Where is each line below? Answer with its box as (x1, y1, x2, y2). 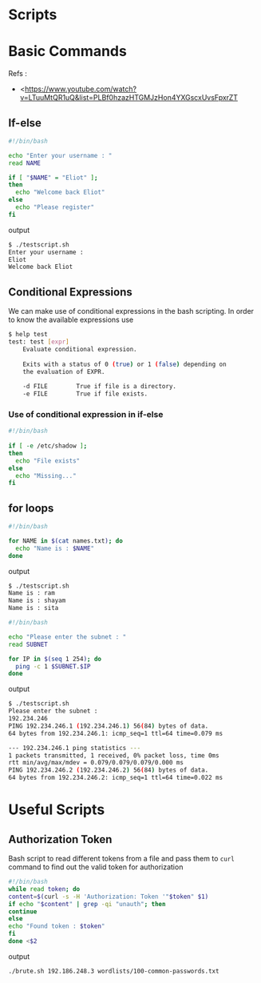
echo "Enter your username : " (8, 151, 113, 159)
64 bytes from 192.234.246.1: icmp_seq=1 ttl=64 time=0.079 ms (8, 729, 223, 737)
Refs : (8, 69, 28, 78)
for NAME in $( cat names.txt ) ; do (8, 536, 124, 545)
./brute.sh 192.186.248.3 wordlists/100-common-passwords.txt (8, 967, 219, 975)
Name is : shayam (8, 596, 66, 605)
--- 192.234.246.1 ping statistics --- (8, 744, 141, 752)
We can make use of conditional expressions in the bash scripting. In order (8, 307, 254, 316)
